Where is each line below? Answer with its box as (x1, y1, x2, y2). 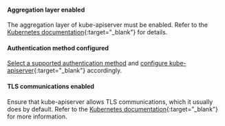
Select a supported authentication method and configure (7, 59, 168, 67)
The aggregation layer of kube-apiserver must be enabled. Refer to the (7, 21, 208, 29)
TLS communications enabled (7, 83, 95, 90)
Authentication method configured (7, 43, 109, 52)
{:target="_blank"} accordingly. (33, 66, 122, 75)
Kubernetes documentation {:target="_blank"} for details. (7, 28, 168, 36)
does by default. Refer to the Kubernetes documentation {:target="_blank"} (7, 105, 219, 113)
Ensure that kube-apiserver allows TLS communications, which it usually (7, 97, 213, 106)
